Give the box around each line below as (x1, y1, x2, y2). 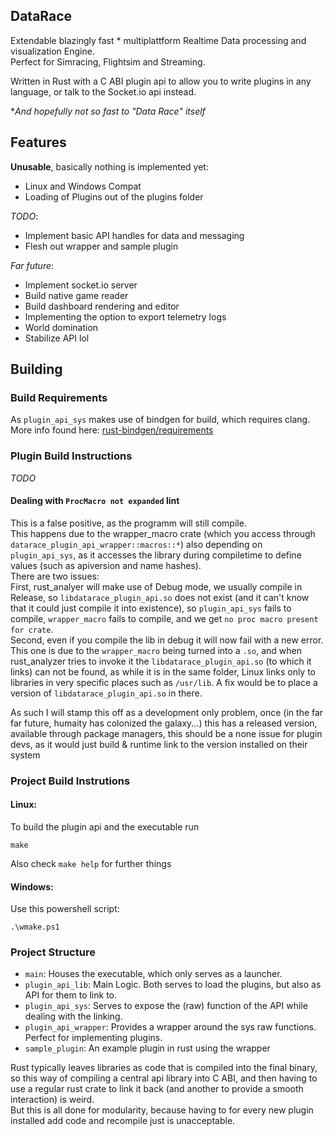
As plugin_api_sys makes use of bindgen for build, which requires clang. (10, 414, 311, 426)
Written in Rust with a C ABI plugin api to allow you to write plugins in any (10, 75, 312, 87)
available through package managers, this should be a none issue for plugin (10, 727, 323, 739)
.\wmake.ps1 (10, 922, 60, 933)
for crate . (10, 623, 54, 635)
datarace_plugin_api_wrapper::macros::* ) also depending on (10, 538, 263, 550)
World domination (24, 321, 99, 333)
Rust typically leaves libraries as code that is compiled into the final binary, (10, 1062, 318, 1074)
